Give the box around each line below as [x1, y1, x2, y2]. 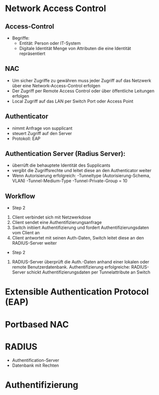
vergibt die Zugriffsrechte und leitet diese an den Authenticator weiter [12, 168, 152, 173]
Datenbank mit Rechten [12, 362, 59, 368]
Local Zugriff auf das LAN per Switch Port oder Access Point [12, 98, 133, 104]
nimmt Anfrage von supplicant [12, 125, 73, 131]
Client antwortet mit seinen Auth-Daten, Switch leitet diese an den [12, 235, 144, 241]
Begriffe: [12, 35, 30, 41]
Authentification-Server [12, 357, 60, 363]
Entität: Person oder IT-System [19, 40, 81, 46]
